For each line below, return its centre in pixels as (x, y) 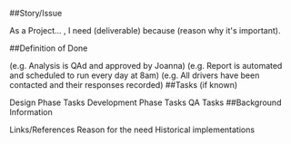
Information (31, 112)
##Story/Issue (36, 13)
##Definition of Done (49, 48)
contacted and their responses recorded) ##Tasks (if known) (124, 85)
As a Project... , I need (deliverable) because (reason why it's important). (145, 30)
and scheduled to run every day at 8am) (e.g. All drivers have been (135, 75)
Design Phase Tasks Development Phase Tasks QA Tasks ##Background (145, 102)
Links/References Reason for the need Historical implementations (132, 130)
